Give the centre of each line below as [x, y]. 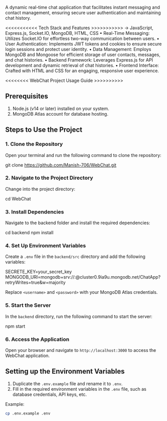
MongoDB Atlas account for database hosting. [60, 114]
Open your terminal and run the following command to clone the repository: [83, 155]
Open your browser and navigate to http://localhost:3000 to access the [81, 350]
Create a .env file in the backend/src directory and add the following [75, 256]
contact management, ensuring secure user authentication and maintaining [83, 13]
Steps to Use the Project [44, 130]
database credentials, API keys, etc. [50, 394]
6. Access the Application [37, 339]
